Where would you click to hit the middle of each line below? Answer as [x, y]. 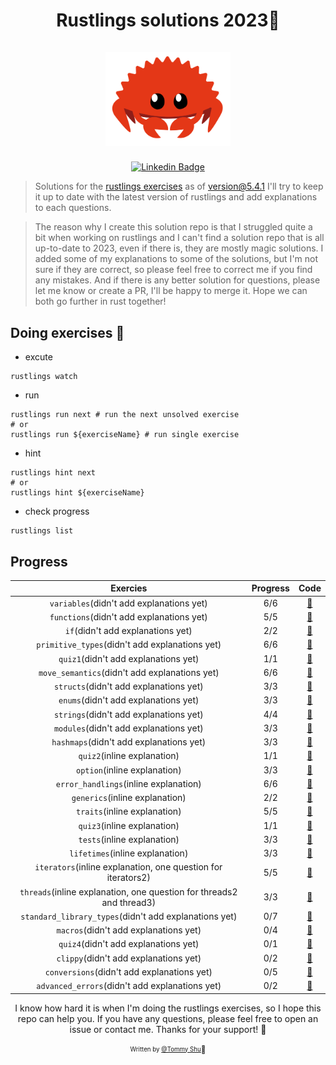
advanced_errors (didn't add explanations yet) [129, 986]
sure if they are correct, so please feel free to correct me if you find [173, 270]
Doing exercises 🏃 [67, 332]
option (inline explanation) [129, 770]
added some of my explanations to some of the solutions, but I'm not [176, 259]
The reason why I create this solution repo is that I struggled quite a [173, 227]
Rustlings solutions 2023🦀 [168, 20]
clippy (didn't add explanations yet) [129, 958]
